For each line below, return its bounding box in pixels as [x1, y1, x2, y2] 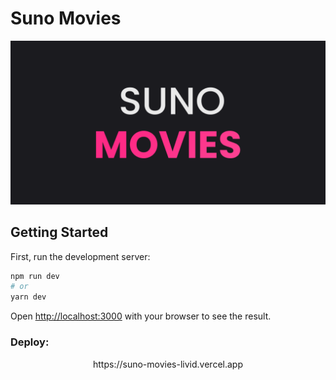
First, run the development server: [10, 250, 151, 262]
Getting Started [10, 224, 109, 241]
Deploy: [10, 335, 50, 349]
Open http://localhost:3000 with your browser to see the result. [10, 310, 272, 322]
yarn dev [10, 292, 47, 302]
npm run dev [10, 271, 60, 281]
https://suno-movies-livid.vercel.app [93, 358, 243, 370]
